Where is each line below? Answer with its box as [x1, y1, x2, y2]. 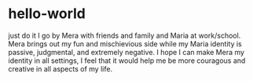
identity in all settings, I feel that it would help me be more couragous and [8, 56, 246, 65]
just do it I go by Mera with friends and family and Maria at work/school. [8, 31, 241, 40]
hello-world [8, 5, 86, 23]
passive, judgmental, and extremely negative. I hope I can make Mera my [8, 47, 245, 57]
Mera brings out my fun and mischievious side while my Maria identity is [8, 39, 242, 48]
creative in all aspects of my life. [8, 64, 112, 73]
